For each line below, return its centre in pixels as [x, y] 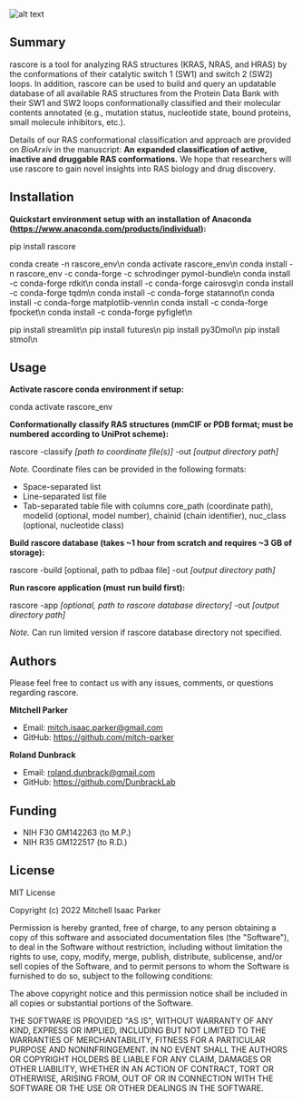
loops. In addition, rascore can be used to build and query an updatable [143, 83]
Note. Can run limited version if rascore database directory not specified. [146, 633]
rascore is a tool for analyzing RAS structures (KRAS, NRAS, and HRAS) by [148, 64]
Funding [33, 810]
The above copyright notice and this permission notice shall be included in [148, 993]
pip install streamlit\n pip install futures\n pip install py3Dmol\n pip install [145, 329]
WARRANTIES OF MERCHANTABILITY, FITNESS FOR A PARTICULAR [137, 1039]
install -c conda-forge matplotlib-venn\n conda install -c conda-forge [139, 302]
